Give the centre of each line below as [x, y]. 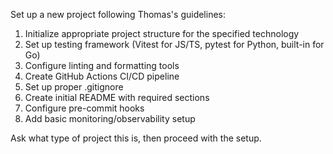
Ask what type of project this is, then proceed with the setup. [136, 138]
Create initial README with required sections [117, 97]
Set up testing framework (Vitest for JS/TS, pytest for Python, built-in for [174, 44]
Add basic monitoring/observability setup [110, 118]
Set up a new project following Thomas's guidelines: [118, 14]
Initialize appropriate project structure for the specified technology [162, 33]
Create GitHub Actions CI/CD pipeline [102, 76]
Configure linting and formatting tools [102, 65]
